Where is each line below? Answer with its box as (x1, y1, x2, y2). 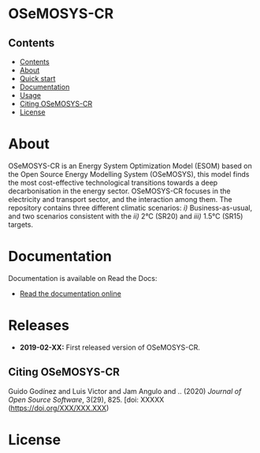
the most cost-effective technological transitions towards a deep (8, 178, 218, 187)
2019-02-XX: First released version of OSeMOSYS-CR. (19, 343, 201, 352)
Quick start (19, 74, 56, 83)
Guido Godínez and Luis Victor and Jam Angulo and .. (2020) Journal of (8, 386, 242, 395)
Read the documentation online (19, 289, 122, 298)
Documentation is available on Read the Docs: (8, 273, 158, 283)
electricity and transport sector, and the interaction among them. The (8, 194, 232, 204)
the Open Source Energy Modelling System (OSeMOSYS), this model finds (8, 169, 250, 178)
